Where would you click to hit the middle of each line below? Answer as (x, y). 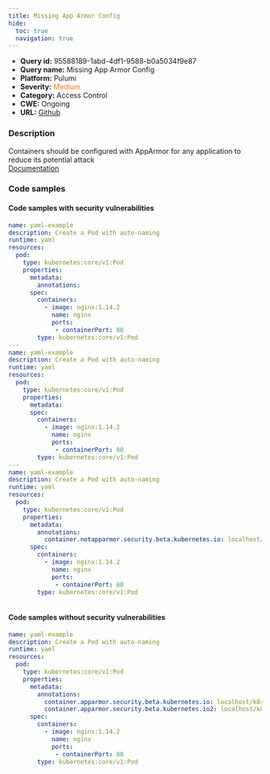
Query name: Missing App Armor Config (87, 70)
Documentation (34, 168)
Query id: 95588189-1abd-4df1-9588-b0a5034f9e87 (108, 61)
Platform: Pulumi (48, 78)
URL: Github (40, 113)
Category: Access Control (63, 95)
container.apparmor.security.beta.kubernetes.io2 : (131, 710)
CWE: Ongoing (45, 104)
